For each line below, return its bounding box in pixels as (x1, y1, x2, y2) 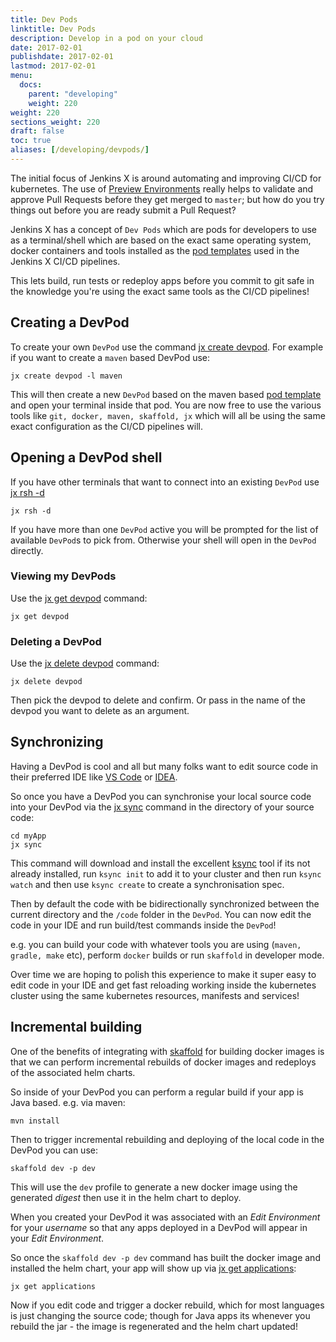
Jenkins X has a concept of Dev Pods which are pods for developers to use (10, 223, 318, 235)
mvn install (10, 1116, 60, 1126)
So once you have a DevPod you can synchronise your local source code (10, 790, 312, 802)
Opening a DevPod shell (10, 449, 163, 466)
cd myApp (10, 831, 47, 841)
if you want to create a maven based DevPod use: (10, 351, 211, 363)
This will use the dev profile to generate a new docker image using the (10, 1181, 298, 1193)
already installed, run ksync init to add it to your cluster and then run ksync (10, 867, 322, 880)
